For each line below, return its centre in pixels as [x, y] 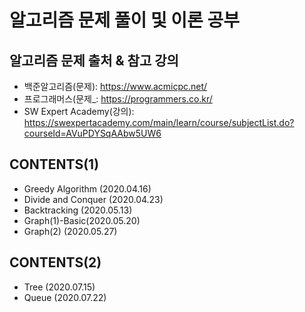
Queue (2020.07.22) [65, 297]
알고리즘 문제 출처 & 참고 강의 [94, 60]
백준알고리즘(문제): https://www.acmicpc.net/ [115, 86]
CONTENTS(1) [54, 164]
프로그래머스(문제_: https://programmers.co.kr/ [118, 99]
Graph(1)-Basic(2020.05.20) [82, 220]
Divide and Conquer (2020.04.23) [93, 199]
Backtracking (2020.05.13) [78, 210]
